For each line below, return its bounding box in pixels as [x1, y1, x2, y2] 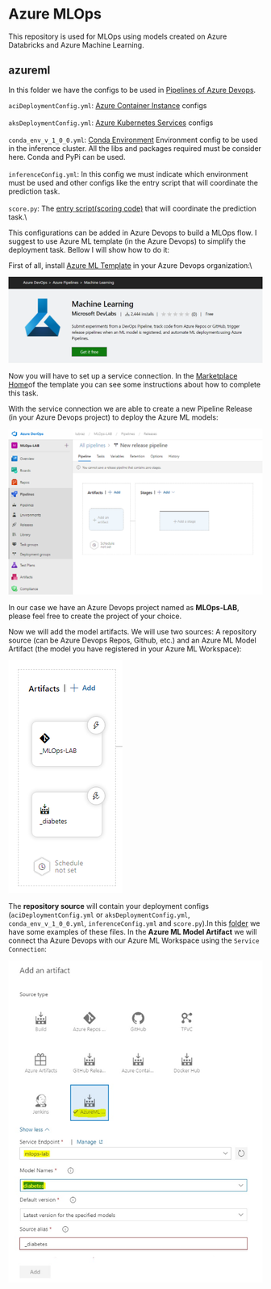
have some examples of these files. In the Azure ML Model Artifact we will [8, 927, 257, 936]
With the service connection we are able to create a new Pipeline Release [8, 404, 252, 413]
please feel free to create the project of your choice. [8, 611, 182, 621]
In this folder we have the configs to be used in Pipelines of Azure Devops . [8, 85, 256, 94]
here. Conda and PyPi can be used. [8, 152, 126, 161]
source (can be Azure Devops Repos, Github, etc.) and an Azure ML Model [8, 635, 256, 645]
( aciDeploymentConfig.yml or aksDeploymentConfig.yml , [8, 910, 191, 919]
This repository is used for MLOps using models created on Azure [8, 31, 227, 41]
